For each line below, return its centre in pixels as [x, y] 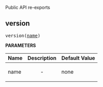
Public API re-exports [28, 7]
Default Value [78, 58]
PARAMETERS [21, 45]
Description [42, 58]
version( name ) [23, 36]
